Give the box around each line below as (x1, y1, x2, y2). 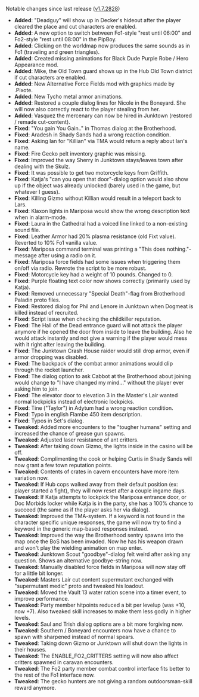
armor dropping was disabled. (14, 354, 88, 361)
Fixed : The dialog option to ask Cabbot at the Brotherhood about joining (14, 373, 191, 379)
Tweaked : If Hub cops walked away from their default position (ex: (14, 481, 178, 488)
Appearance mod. (14, 61, 59, 68)
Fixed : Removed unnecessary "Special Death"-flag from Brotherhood (14, 290, 185, 297)
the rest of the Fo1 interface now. (14, 671, 95, 678)
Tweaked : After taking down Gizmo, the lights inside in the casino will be (14, 443, 193, 449)
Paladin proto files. (14, 296, 61, 303)
